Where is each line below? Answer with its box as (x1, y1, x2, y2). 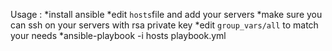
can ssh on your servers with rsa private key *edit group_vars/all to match (10, 19, 319, 31)
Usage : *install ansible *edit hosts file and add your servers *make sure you (10, 9, 323, 20)
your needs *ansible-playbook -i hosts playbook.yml (10, 30, 227, 41)
